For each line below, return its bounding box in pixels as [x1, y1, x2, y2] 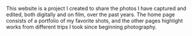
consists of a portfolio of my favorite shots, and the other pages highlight [6, 17, 183, 24]
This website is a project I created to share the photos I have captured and [6, 5, 187, 12]
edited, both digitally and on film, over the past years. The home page [6, 11, 176, 18]
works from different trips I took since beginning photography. [6, 23, 157, 30]
